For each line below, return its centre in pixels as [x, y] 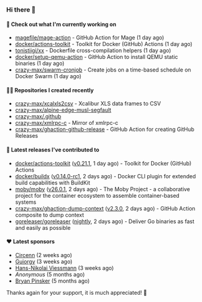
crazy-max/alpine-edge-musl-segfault [63, 110]
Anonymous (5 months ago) [50, 274]
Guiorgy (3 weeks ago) [44, 261]
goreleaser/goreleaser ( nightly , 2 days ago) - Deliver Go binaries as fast [105, 221]
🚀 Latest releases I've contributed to [53, 149]
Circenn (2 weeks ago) [44, 255]
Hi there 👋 [21, 10]
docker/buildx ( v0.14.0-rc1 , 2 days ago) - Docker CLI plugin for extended [105, 176]
